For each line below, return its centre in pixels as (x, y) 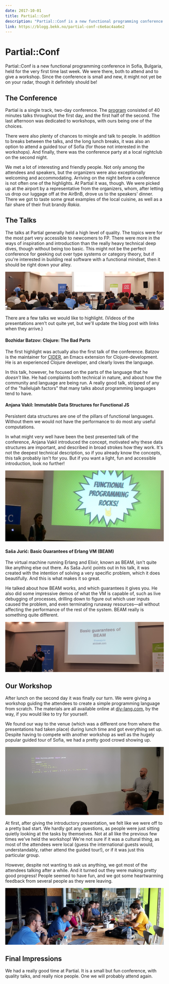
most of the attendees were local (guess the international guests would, (79, 844)
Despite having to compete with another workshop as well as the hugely (80, 735)
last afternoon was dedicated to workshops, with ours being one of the (79, 121)
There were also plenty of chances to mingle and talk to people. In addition (83, 136)
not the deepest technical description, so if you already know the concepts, (83, 452)
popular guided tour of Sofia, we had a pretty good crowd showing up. (78, 740)
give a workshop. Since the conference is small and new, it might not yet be (83, 77)
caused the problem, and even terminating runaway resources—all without (82, 604)
